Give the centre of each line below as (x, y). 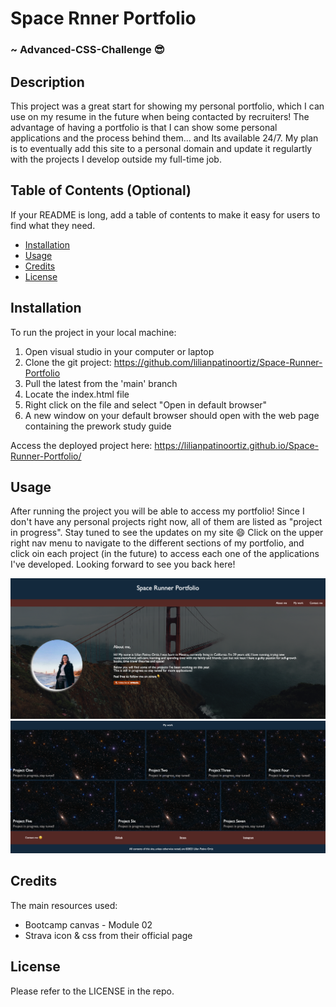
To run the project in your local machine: (93, 332)
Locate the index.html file (77, 394)
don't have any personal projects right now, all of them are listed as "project (166, 522)
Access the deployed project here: (81, 445)
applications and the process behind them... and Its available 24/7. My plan (164, 138)
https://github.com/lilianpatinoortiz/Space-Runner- (218, 362)
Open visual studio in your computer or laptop (119, 351)
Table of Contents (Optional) (101, 190)
